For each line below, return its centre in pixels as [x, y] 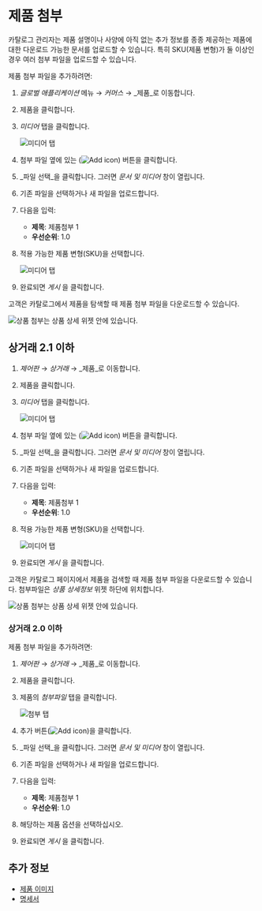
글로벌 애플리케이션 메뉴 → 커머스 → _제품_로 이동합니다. [107, 92]
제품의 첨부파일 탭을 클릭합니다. [68, 697]
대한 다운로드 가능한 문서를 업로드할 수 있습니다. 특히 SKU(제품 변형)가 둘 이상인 [131, 49]
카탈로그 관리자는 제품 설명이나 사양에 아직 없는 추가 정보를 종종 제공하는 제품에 [130, 39]
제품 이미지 [37, 889]
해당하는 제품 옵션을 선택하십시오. [71, 824]
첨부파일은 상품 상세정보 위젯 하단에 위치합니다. [91, 589]
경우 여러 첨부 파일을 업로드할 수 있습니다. [72, 59]
